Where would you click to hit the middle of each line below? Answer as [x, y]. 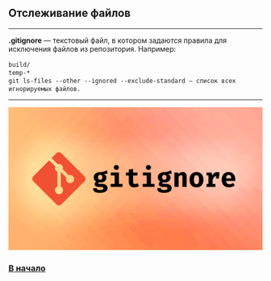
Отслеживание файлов [70, 13]
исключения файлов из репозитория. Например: [92, 48]
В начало [27, 268]
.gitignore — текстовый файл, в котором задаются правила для [118, 40]
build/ [19, 65]
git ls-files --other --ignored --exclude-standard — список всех [122, 81]
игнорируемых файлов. [45, 89]
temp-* [19, 73]
